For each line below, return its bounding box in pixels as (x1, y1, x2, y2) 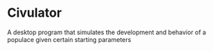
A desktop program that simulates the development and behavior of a (7, 28, 207, 36)
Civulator (7, 5, 62, 21)
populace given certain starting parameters (7, 35, 132, 43)
